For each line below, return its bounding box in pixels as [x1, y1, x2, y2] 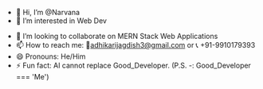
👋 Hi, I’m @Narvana [15, 8, 80, 17]
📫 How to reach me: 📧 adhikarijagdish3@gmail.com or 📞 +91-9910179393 [15, 41, 256, 49]
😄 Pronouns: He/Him [15, 52, 86, 61]
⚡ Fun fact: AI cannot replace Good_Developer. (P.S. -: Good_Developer [15, 60, 251, 70]
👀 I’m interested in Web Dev [15, 16, 108, 25]
